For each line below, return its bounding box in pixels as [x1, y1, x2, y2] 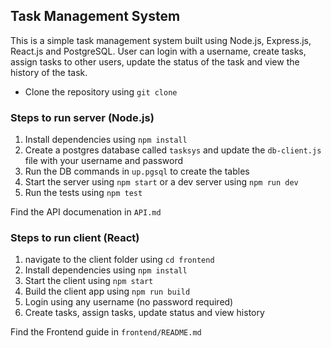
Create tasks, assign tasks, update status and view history [24, 307, 265, 319]
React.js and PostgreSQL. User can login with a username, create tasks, [10, 45, 307, 57]
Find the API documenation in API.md [10, 206, 162, 218]
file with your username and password [24, 155, 183, 167]
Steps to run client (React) [10, 231, 140, 245]
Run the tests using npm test [24, 187, 143, 199]
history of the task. [10, 66, 88, 78]
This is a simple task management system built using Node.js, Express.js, [10, 34, 312, 46]
